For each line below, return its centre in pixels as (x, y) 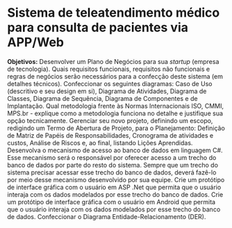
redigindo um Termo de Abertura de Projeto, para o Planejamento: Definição (116, 128)
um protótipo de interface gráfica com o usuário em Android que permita (111, 202)
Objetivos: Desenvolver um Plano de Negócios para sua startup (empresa (113, 61)
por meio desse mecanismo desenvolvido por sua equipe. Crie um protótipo (116, 179)
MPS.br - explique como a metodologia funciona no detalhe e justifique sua (115, 113)
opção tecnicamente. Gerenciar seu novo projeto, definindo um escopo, (110, 120)
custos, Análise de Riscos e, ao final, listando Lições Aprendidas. (100, 142)
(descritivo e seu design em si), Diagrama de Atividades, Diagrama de (107, 91)
